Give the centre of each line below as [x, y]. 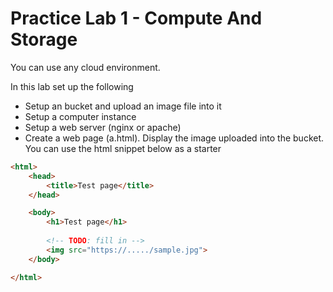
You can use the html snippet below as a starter [123, 148]
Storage [44, 39]
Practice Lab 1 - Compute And [136, 18]
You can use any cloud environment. [85, 67]
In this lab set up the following [72, 86]
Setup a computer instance [80, 116]
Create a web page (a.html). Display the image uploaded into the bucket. [174, 138]
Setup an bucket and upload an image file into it [123, 106]
